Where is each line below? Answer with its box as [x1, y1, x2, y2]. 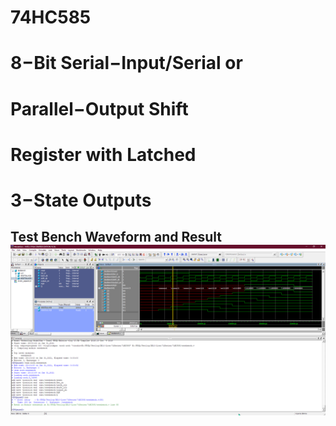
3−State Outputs [10, 189, 152, 211]
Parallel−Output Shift [10, 97, 189, 120]
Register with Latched [10, 143, 197, 166]
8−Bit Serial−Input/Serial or [10, 52, 243, 75]
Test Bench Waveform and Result [10, 229, 222, 246]
